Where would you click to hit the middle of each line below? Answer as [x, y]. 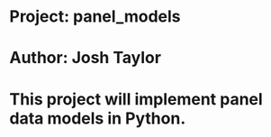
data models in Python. [98, 118]
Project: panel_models [95, 17]
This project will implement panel [136, 99]
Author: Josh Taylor [86, 58]
